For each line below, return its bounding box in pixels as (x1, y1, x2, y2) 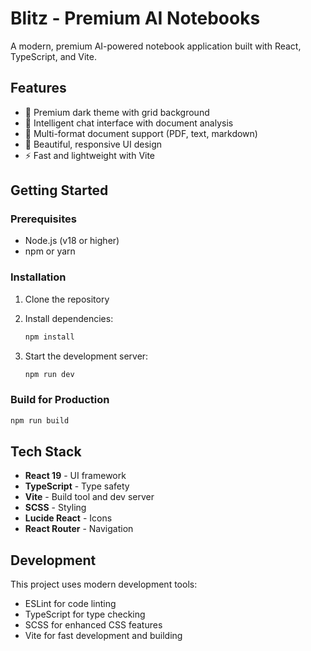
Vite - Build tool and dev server (24, 491, 155, 503)
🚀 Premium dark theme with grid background (24, 106, 210, 118)
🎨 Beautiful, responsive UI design (24, 138, 163, 150)
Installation (10, 270, 67, 284)
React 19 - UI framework (24, 470, 127, 482)
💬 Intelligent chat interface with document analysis (24, 117, 234, 129)
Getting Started (10, 182, 109, 199)
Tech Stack (10, 443, 82, 461)
